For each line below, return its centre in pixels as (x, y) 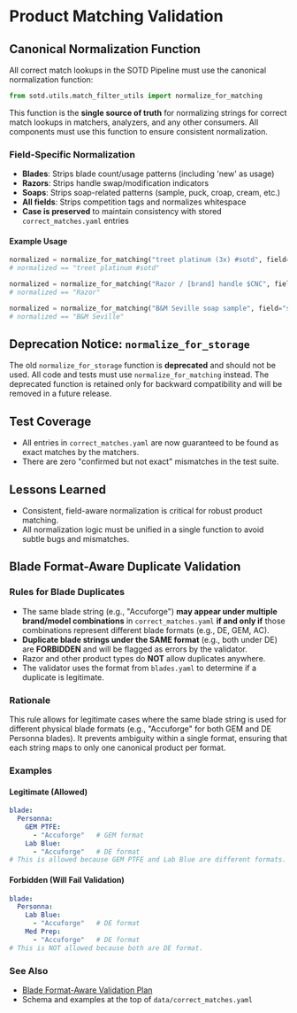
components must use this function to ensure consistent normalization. (138, 131)
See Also (29, 970)
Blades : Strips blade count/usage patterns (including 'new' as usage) (148, 174)
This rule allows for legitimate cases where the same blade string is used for (148, 720)
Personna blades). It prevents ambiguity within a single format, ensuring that (148, 738)
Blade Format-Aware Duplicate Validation (125, 567)
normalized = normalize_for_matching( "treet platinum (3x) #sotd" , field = (150, 260)
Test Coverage (50, 421)
